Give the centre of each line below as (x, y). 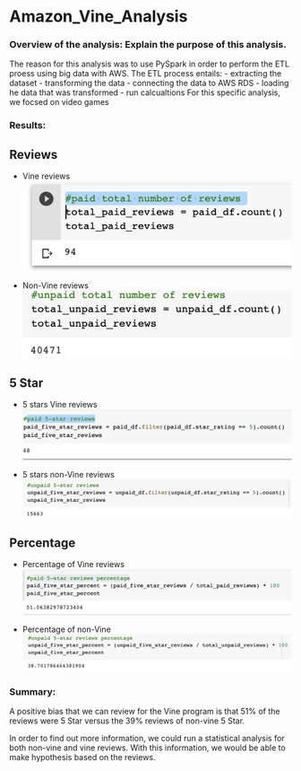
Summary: (33, 692)
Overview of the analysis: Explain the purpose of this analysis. (148, 45)
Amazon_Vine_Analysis (99, 17)
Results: (28, 126)
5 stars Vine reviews (60, 405)
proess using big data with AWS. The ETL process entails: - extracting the (146, 74)
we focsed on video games (59, 102)
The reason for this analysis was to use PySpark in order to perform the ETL (149, 64)
